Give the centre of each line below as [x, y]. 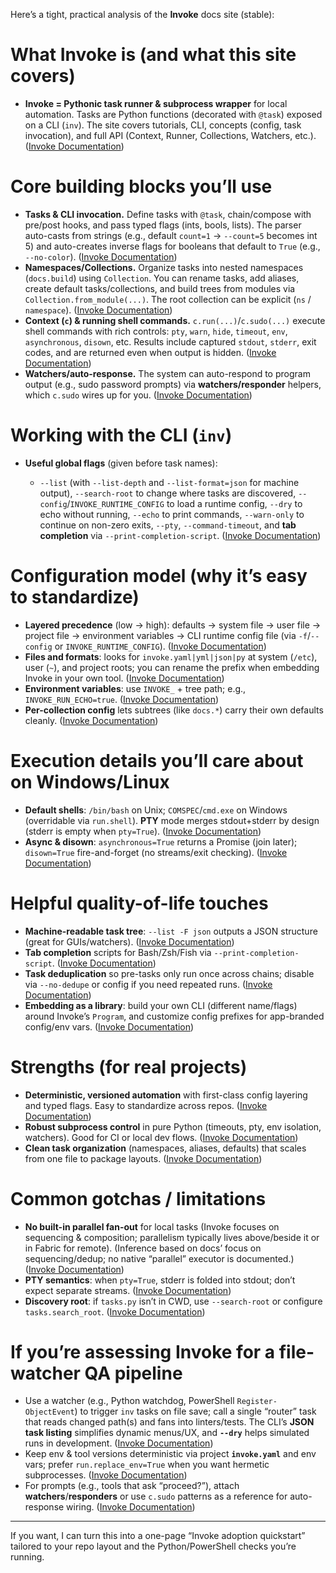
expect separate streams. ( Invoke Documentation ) [128, 1290]
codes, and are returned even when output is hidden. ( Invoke [150, 352]
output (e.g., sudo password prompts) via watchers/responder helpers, [173, 384]
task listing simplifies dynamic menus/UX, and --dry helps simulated [167, 1433]
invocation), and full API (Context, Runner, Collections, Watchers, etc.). [170, 135]
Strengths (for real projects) [129, 1066]
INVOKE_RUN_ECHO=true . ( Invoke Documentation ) [122, 699]
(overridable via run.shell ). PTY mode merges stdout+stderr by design [172, 820]
